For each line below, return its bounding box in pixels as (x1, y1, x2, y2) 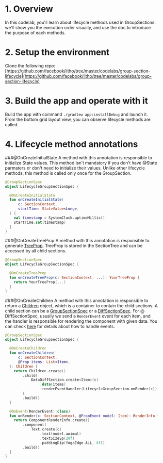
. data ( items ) (39, 382, 66, 387)
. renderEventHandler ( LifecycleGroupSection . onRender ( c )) (39, 387, 158, 392)
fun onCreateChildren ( (9, 350, 55, 355)
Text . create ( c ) (31, 427, 62, 432)
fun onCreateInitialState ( (9, 198, 64, 202)
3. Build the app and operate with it (5, 96, 148, 106)
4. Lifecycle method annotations (5, 139, 138, 149)
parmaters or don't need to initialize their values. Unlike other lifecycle (5, 165, 145, 171)
